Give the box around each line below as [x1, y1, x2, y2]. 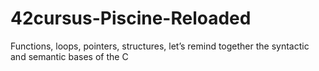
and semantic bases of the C [10, 50, 129, 62]
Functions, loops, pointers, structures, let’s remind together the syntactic [10, 40, 310, 52]
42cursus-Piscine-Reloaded [10, 7, 252, 30]
